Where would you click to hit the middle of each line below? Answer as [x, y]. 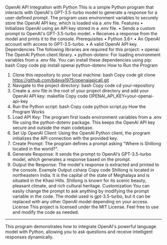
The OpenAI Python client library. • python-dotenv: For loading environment [83, 55]
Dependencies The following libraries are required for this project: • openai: [83, 49]
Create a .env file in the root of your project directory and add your [81, 91]
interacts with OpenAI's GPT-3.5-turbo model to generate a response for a [81, 12]
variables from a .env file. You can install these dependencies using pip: [79, 60]
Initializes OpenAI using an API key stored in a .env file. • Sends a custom [80, 28]
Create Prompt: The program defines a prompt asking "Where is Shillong [87, 143]
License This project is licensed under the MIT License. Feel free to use [85, 207]
